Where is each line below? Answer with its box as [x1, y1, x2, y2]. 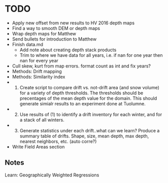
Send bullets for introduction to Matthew [12, 36, 97, 42]
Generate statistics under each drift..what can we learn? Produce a [19, 127, 160, 133]
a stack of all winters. [19, 117, 64, 123]
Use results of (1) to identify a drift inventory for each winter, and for [19, 111, 162, 117]
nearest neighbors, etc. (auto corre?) [19, 138, 97, 144]
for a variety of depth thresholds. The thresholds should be [19, 90, 143, 96]
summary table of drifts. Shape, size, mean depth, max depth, [19, 133, 149, 139]
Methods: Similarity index [12, 74, 65, 80]
